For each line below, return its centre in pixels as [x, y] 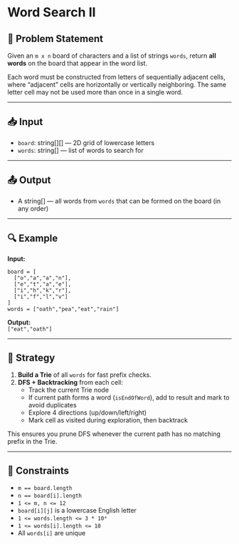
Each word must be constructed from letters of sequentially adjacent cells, [117, 77]
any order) [33, 208]
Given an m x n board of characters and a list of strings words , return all [112, 55]
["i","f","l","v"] [41, 297]
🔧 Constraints [38, 470]
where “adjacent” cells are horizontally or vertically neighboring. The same [117, 85]
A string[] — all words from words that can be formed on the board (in [119, 201]
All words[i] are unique [52, 533]
